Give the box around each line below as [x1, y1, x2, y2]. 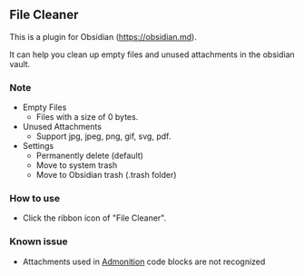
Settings [22, 141, 54, 152]
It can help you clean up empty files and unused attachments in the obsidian [9, 49, 295, 60]
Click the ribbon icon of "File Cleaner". [22, 212, 166, 223]
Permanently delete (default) [35, 150, 143, 162]
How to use [9, 192, 61, 205]
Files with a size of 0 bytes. [35, 112, 139, 123]
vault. [9, 58, 31, 69]
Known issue [9, 235, 68, 248]
